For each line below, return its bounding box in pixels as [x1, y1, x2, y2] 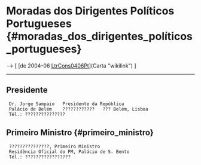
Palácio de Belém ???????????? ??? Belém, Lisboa [8, 106, 148, 112]
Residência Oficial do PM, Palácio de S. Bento [8, 148, 130, 155]
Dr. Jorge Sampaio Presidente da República [8, 100, 124, 107]
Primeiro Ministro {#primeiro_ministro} [6, 127, 154, 138]
